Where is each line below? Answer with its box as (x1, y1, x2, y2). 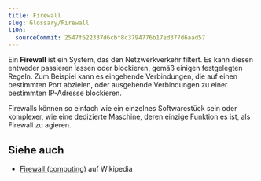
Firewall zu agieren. (8, 120, 72, 130)
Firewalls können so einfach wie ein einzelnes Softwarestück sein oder (8, 104, 237, 113)
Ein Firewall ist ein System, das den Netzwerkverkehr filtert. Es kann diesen (8, 55, 254, 65)
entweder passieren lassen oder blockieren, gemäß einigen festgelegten (8, 64, 243, 73)
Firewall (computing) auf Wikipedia (19, 164, 133, 174)
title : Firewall (8, 11, 61, 20)
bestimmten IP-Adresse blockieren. (8, 88, 122, 98)
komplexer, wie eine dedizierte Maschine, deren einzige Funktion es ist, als (8, 112, 251, 122)
